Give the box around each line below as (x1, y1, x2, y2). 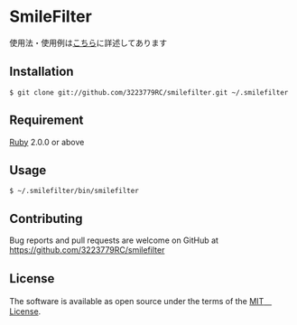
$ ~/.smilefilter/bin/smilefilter (9, 187, 140, 196)
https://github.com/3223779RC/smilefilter (9, 245, 165, 255)
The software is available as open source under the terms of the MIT (9, 296, 265, 306)
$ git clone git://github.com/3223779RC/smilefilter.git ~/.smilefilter (9, 88, 289, 97)
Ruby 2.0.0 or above (9, 136, 85, 147)
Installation (9, 64, 74, 79)
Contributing (9, 210, 83, 227)
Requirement (9, 113, 84, 128)
